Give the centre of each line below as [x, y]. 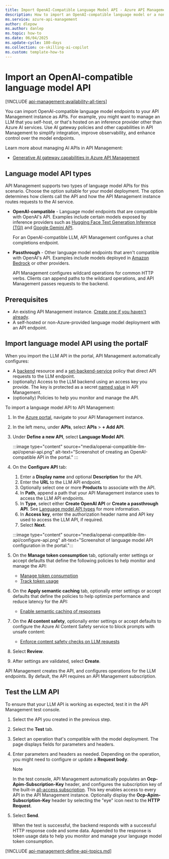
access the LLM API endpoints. [52, 498]
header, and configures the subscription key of [114, 784]
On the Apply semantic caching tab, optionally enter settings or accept [87, 591]
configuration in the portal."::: [43, 545]
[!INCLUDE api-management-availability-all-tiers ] [56, 102]
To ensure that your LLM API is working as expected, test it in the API [77, 704]
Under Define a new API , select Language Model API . [68, 437]
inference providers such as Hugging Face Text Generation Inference [84, 222]
